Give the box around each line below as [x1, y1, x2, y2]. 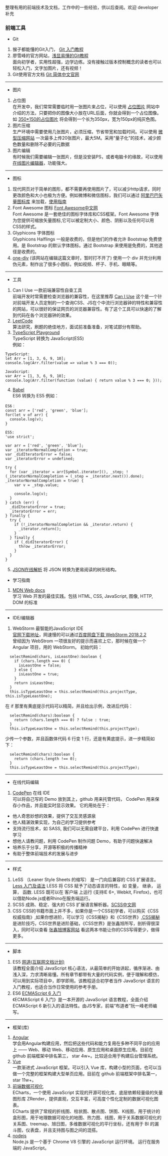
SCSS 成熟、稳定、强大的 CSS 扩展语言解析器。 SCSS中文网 [12, 901, 136, 908]
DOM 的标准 [12, 599, 38, 605]
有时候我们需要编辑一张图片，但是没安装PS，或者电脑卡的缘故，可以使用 [12, 154, 163, 160]
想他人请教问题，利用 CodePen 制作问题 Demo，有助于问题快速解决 [12, 838, 153, 844]
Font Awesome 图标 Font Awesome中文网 [12, 205, 98, 211]
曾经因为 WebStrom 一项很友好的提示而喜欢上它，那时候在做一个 [12, 638, 146, 644]
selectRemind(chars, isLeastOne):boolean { [9, 654, 101, 659]
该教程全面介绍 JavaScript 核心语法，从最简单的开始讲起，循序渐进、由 [12, 965, 160, 971]
